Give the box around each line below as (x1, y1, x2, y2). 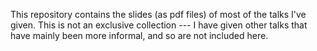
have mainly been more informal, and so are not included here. (10, 30, 269, 41)
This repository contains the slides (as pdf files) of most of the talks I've (10, 9, 307, 20)
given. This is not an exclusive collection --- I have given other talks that (10, 19, 308, 31)
